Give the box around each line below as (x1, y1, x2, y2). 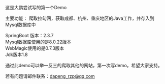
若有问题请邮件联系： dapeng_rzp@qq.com (5, 73, 95, 79)
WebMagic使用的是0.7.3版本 (5, 45, 64, 51)
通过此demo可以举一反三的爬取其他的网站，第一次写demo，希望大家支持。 (5, 63, 162, 68)
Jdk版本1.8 (5, 51, 28, 58)
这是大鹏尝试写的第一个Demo (5, 5, 67, 10)
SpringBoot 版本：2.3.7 (5, 33, 54, 38)
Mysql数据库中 (5, 22, 36, 27)
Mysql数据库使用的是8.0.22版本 (5, 39, 72, 45)
